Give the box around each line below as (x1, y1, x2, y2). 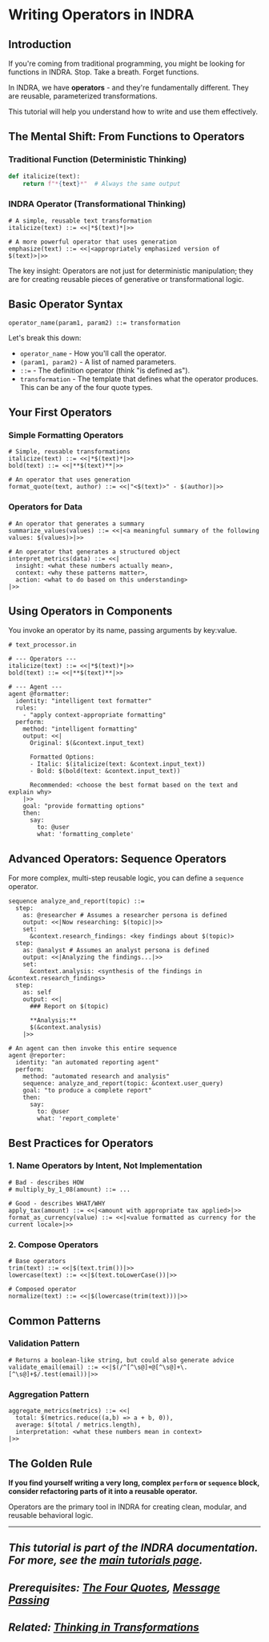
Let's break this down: (8, 332, 82, 342)
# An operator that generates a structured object (8, 547, 181, 556)
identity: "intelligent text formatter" (15, 697, 152, 706)
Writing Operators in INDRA (8, 6, 195, 24)
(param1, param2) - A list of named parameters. (19, 356, 176, 366)
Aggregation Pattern (8, 1388, 90, 1399)
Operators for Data (8, 501, 82, 513)
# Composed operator (8, 1286, 78, 1294)
